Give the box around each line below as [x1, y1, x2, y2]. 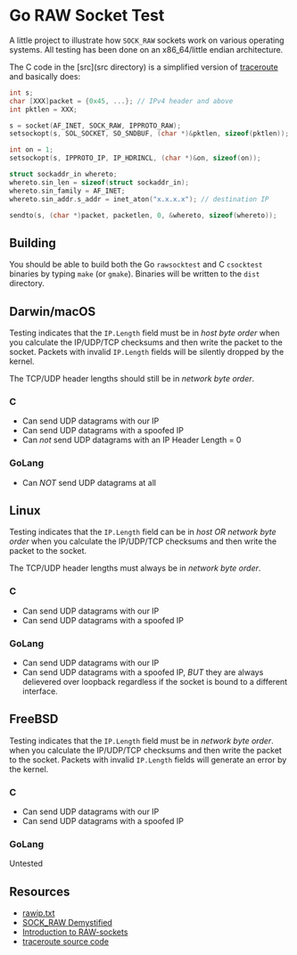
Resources [9, 884, 70, 899]
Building [9, 235, 56, 251]
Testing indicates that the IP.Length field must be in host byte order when [9, 327, 280, 339]
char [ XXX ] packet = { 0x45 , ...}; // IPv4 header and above [9, 96, 234, 105]
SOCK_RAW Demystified [21, 918, 113, 928]
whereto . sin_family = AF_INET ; [9, 186, 126, 195]
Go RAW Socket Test [9, 5, 165, 26]
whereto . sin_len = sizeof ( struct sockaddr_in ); [9, 177, 190, 187]
